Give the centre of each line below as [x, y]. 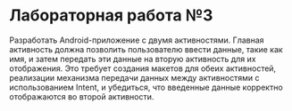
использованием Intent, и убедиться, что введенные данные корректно [146, 87]
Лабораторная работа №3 [111, 16]
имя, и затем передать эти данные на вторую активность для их [133, 59]
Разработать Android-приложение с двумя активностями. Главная [137, 40]
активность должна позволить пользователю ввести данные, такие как [146, 49]
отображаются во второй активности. [82, 96]
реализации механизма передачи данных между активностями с [134, 77]
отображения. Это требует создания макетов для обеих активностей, [143, 68]
